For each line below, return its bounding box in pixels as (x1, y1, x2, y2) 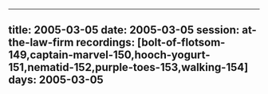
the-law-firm (8, 36, 74, 49)
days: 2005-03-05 (8, 73, 104, 87)
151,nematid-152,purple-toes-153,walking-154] (8, 61, 249, 74)
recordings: (75, 36, 136, 49)
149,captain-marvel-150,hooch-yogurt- (8, 49, 211, 62)
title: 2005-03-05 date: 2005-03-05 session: (8, 23, 240, 37)
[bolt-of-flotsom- (136, 36, 226, 49)
